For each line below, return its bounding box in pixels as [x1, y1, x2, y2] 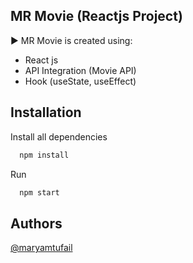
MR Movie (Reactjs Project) [10, 8, 183, 25]
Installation [10, 104, 82, 121]
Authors [10, 215, 63, 232]
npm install [19, 150, 70, 160]
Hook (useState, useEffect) [24, 75, 137, 87]
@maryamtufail [10, 242, 73, 254]
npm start [19, 187, 60, 198]
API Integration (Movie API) [24, 64, 137, 76]
